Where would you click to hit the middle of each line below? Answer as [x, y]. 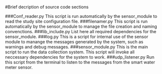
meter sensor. [19, 67]
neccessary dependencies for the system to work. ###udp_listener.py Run [80, 57]
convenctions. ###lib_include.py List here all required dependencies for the [81, 31]
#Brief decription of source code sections [47, 7]
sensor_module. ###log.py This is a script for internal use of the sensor [77, 37]
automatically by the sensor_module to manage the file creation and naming [81, 26]
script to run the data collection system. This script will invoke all [70, 52]
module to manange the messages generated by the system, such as [74, 42]
